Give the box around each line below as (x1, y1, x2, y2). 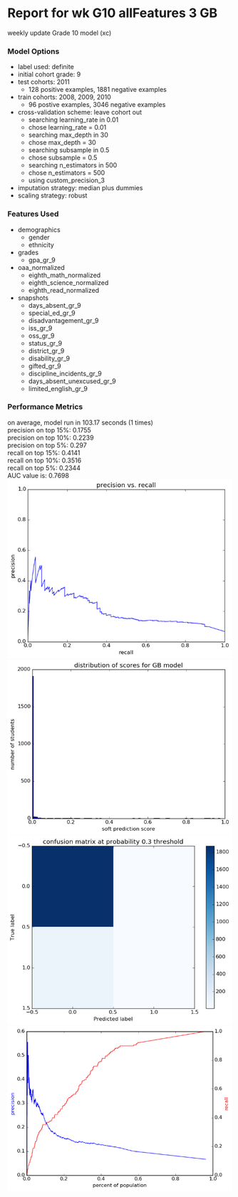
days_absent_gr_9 (28, 301, 81, 309)
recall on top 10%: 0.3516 (7, 456, 82, 465)
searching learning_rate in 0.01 (28, 115, 119, 124)
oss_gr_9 (28, 331, 55, 340)
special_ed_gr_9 (28, 309, 76, 317)
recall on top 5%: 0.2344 (7, 463, 81, 472)
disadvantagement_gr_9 (28, 316, 99, 325)
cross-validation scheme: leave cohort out (17, 108, 143, 117)
